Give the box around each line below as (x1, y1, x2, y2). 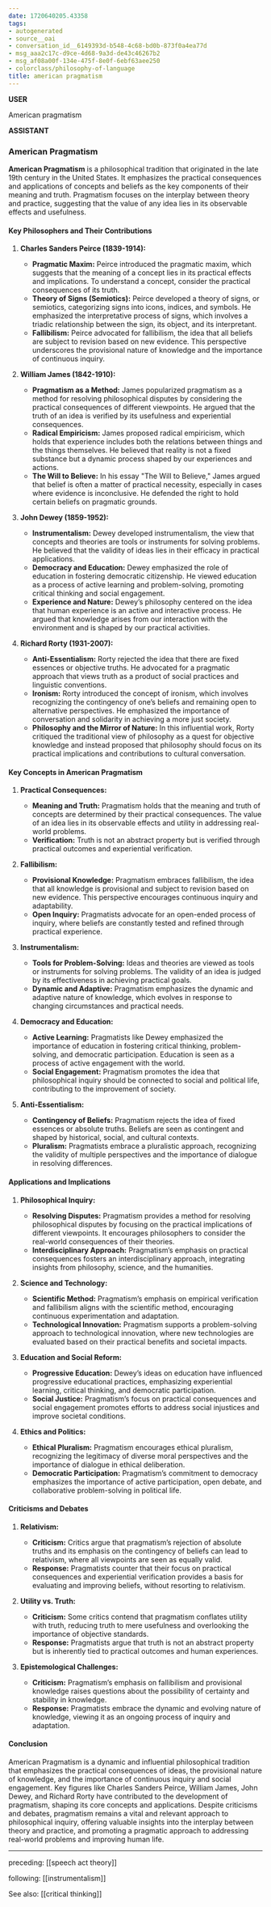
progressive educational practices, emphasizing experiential (31, 1376, 232, 1386)
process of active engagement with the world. (31, 1058, 186, 1068)
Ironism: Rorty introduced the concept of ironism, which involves (31, 689, 248, 698)
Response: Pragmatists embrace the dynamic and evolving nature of (31, 1703, 261, 1713)
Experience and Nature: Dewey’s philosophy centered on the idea (31, 597, 252, 607)
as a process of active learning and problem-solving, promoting (31, 580, 244, 590)
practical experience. (31, 927, 103, 937)
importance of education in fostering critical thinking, (31, 1041, 209, 1051)
